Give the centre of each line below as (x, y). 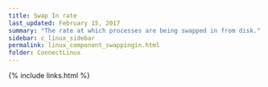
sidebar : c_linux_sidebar (52, 38)
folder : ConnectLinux (45, 53)
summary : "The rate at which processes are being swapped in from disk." (135, 30)
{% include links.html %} (49, 75)
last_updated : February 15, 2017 (64, 23)
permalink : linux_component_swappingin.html (84, 45)
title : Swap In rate (43, 16)
